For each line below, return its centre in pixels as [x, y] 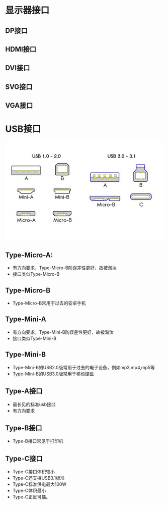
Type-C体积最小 [29, 491]
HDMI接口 [21, 49]
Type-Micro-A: [29, 255]
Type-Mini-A [26, 319]
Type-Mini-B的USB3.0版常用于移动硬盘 [53, 374]
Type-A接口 [24, 391]
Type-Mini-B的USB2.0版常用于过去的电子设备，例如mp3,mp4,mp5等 [83, 367]
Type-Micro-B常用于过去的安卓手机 [49, 303]
